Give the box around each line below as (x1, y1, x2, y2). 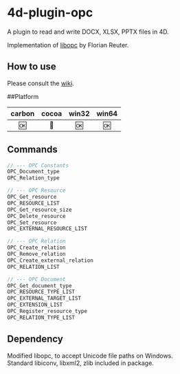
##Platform (7, 92, 39, 100)
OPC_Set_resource (7, 219, 57, 226)
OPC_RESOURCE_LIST (7, 199, 60, 207)
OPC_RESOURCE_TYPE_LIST (7, 289, 76, 296)
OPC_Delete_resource (7, 212, 67, 219)
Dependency (7, 333, 63, 345)
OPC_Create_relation (7, 244, 67, 252)
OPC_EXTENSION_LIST (7, 301, 63, 309)
